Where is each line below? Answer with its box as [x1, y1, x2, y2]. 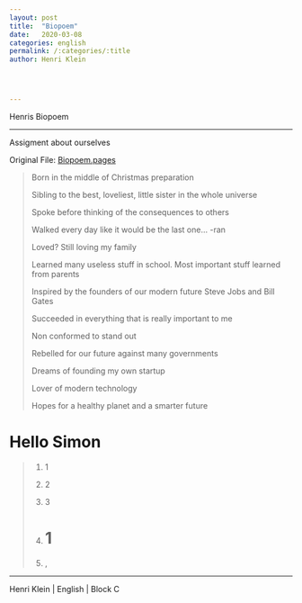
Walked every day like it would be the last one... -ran [31, 224, 226, 235]
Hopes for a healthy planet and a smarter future [31, 400, 209, 410]
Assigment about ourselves [9, 137, 111, 148]
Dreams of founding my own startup [31, 365, 166, 376]
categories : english [9, 38, 87, 48]
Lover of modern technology [31, 383, 138, 393]
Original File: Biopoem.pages [9, 155, 117, 165]
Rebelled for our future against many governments [31, 348, 218, 358]
